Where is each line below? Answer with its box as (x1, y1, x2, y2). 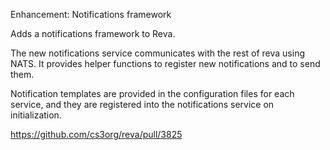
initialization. (10, 109, 62, 121)
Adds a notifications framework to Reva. (10, 28, 176, 39)
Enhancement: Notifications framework (10, 9, 172, 20)
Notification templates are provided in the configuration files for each (10, 88, 295, 99)
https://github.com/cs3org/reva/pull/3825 (10, 129, 183, 140)
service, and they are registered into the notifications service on (10, 99, 275, 110)
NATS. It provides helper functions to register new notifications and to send (10, 58, 321, 69)
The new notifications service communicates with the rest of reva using (10, 47, 306, 59)
